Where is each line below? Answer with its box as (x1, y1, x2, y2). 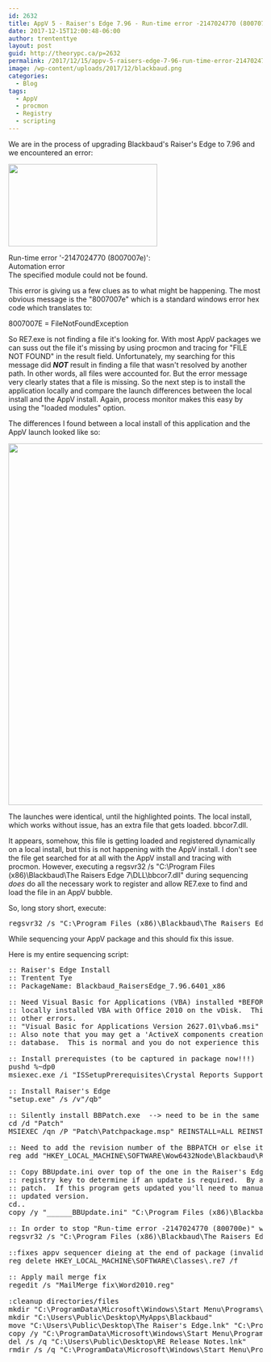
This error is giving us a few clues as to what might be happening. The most (8, 285, 261, 295)
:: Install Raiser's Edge (8, 1086, 111, 1095)
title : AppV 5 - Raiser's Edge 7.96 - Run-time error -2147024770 (8, 19, 236, 27)
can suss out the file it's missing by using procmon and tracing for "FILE (8, 343, 248, 352)
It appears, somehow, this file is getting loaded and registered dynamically (8, 836, 256, 845)
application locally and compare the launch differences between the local (8, 386, 252, 395)
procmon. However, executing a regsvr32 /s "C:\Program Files (8, 862, 215, 871)
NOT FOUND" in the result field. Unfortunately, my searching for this (8, 351, 236, 361)
